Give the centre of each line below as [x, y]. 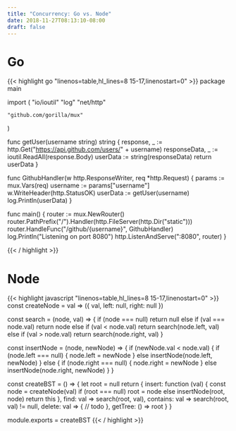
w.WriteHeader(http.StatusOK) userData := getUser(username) [99, 193]
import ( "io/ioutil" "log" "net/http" [57, 102]
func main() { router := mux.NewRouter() [66, 214]
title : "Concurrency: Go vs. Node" [60, 14]
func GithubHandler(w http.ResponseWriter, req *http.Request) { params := [116, 178]
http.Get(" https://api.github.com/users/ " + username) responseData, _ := [113, 149]
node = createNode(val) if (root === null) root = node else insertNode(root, [116, 392]
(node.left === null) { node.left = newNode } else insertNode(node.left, [110, 356]
